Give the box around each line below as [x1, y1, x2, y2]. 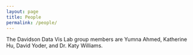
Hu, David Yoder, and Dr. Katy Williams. [6, 42, 103, 49]
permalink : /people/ [6, 20, 58, 25]
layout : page [6, 8, 39, 15]
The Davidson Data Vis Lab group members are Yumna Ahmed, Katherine [6, 36, 187, 43]
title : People [6, 14, 42, 20]
